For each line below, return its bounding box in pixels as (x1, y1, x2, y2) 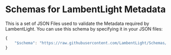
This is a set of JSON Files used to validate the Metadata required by (5, 20, 149, 26)
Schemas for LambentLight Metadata (5, 4, 166, 15)
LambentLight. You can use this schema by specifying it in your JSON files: (5, 25, 163, 32)
